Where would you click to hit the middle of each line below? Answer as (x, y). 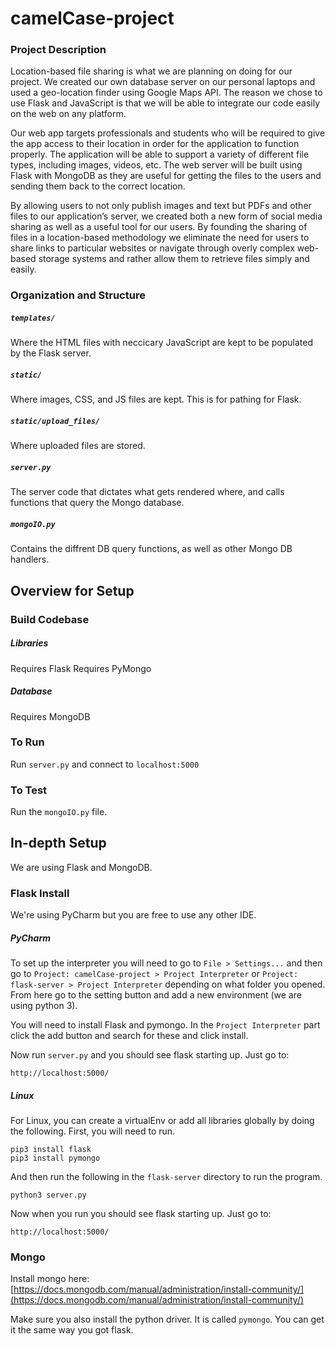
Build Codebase (50, 619)
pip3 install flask (51, 1150)
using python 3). (44, 1006)
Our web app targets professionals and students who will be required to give (168, 133)
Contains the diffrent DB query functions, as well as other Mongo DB (151, 549)
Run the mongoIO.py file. (59, 812)
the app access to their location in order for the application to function (155, 144)
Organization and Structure (78, 295)
